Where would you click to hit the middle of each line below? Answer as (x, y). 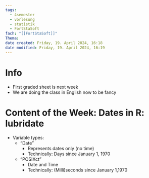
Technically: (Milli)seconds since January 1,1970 (78, 170)
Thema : (12, 39)
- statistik (22, 24)
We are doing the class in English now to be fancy (64, 92)
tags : (11, 10)
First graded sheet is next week (45, 87)
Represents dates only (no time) (61, 148)
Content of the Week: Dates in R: (75, 113)
